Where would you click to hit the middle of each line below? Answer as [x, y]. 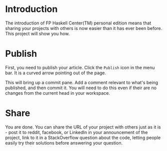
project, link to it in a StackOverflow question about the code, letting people [83, 138]
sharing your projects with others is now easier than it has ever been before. [84, 28]
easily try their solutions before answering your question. [64, 143]
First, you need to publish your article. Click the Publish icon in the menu [80, 67]
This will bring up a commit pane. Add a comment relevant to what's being [82, 82]
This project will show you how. [37, 33]
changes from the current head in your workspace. [57, 93]
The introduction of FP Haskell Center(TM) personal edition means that [78, 23]
